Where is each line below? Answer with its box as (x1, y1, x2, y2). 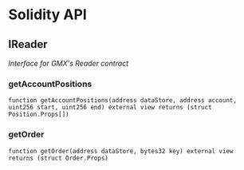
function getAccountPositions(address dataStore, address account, (8, 97, 238, 105)
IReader (8, 38, 48, 51)
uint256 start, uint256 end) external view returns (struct (8, 104, 213, 112)
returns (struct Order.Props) (8, 154, 109, 162)
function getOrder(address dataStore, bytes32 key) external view (8, 147, 234, 155)
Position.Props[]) (8, 110, 69, 119)
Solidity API (8, 6, 88, 24)
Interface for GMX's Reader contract (8, 58, 129, 68)
